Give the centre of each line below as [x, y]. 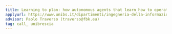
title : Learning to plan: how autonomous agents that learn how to [79, 10]
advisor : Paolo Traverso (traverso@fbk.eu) [52, 19]
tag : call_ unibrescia [29, 24]
